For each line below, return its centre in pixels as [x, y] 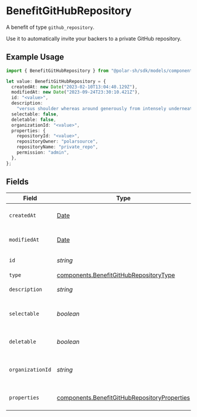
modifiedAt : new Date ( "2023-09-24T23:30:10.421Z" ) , [76, 92]
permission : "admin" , [43, 153]
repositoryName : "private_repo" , [57, 147]
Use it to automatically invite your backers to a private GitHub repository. [94, 38]
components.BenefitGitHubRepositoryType [116, 275]
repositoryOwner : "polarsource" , [57, 142]
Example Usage [35, 57]
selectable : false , [35, 114]
